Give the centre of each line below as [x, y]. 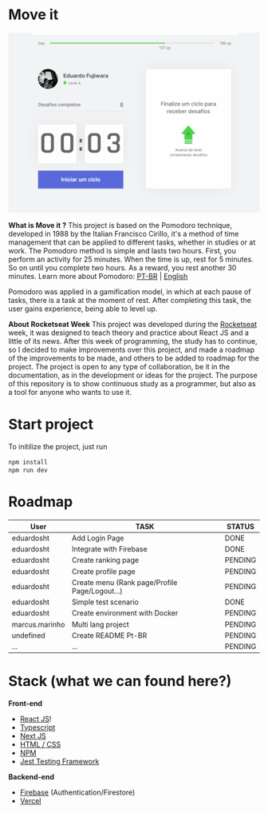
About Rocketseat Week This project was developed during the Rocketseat [133, 325]
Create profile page [103, 571]
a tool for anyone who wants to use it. [70, 393]
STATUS [241, 526]
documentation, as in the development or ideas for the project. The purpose [133, 375]
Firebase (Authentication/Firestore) [77, 792]
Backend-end [31, 776]
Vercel [30, 800]
